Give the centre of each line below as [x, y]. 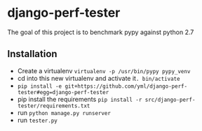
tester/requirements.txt [54, 106]
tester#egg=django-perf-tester [63, 92]
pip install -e [40, 86]
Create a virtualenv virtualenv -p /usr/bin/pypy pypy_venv [104, 70]
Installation [32, 54]
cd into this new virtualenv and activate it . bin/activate [99, 78]
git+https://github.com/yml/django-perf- [126, 86]
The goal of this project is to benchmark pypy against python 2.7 [101, 32]
